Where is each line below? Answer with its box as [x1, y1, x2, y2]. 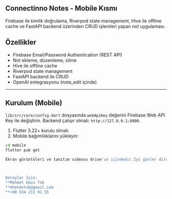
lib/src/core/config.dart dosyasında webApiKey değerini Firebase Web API [5, 112, 165, 118]
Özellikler [5, 38, 37, 47]
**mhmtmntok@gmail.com [5, 185, 54, 190]
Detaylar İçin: [5, 175, 38, 181]
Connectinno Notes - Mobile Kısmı [5, 4, 118, 13]
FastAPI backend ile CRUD [12, 73, 69, 79]
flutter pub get [5, 148, 40, 153]
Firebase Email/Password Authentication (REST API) [12, 51, 123, 58]
